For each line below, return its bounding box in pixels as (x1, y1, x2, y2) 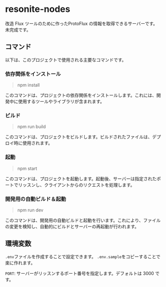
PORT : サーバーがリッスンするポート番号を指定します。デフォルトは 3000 (5, 270, 155, 276)
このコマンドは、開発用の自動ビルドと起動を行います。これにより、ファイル (5, 217, 161, 223)
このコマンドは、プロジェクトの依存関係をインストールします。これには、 (5, 92, 157, 98)
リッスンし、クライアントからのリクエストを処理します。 (18, 182, 135, 188)
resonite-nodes (5, 3, 70, 15)
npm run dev (17, 207, 44, 213)
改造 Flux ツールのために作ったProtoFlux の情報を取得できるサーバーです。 (5, 20, 158, 26)
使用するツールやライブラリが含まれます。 (18, 98, 105, 105)
